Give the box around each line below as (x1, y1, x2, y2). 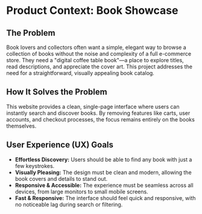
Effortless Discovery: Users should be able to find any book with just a (14, 155, 192, 163)
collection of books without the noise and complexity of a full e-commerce (6, 50, 192, 57)
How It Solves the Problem (6, 87, 107, 97)
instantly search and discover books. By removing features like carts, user (6, 109, 191, 117)
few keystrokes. (14, 162, 55, 169)
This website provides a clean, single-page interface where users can (6, 103, 180, 110)
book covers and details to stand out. (14, 175, 107, 182)
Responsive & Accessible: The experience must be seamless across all (14, 181, 194, 189)
